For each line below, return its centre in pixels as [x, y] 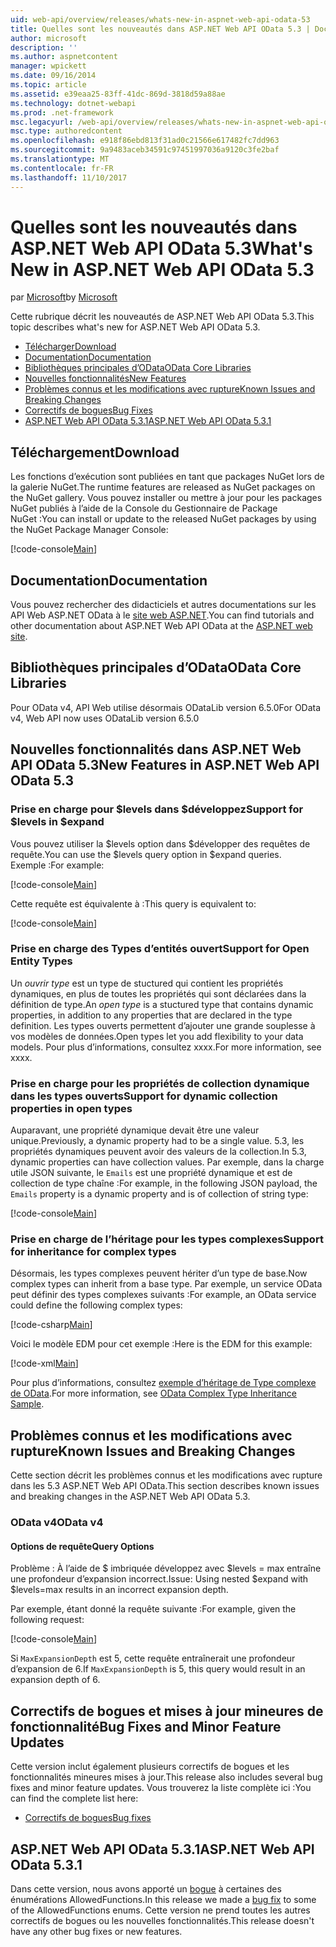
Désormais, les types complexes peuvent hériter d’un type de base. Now [159, 1273]
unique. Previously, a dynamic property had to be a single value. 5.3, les [157, 1141]
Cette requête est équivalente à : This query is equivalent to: [133, 903]
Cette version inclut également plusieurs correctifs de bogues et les [150, 1767]
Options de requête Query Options [82, 1546]
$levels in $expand [57, 822]
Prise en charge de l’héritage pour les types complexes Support [167, 1239]
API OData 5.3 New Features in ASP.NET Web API [165, 765]
